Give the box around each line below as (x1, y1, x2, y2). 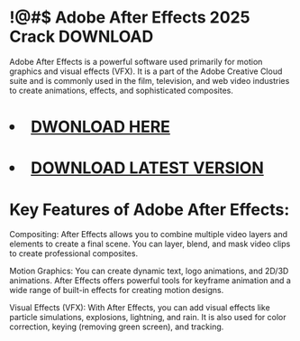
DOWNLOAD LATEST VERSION (31, 158, 264, 179)
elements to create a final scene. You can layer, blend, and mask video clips (9, 238, 291, 250)
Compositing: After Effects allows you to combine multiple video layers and (9, 229, 288, 240)
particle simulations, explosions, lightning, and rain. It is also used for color (9, 312, 286, 323)
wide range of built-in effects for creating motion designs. (9, 285, 224, 296)
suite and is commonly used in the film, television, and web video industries (9, 75, 290, 86)
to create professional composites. (9, 248, 138, 259)
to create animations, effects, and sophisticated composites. (9, 85, 234, 96)
